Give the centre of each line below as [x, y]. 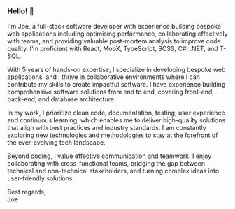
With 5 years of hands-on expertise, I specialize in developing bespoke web [116, 70]
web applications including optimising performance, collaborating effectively [117, 34]
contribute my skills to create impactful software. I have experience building [116, 85]
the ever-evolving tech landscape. [57, 143]
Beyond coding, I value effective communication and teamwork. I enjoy [109, 156]
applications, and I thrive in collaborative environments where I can [104, 77]
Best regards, [27, 192]
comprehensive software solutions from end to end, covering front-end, [111, 92]
